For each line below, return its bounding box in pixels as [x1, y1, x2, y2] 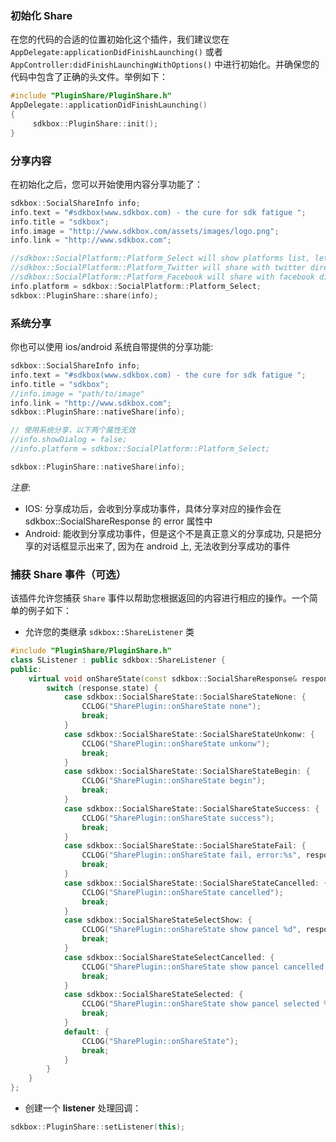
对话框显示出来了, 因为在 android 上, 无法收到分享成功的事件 [42, 540, 291, 552]
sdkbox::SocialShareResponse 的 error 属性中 [24, 515, 213, 527]
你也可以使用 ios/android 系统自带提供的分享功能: [10, 341, 214, 353]
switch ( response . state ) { [46, 683, 159, 693]
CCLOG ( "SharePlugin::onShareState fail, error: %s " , [81, 850, 302, 861]
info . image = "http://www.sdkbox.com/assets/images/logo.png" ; [10, 226, 280, 236]
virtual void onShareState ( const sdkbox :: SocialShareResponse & [28, 673, 298, 684]
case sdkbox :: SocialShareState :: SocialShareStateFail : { [63, 841, 307, 851]
